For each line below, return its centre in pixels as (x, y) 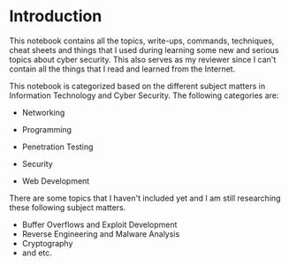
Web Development (56, 181)
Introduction (56, 16)
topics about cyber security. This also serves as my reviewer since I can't (143, 59)
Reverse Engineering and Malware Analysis (101, 234)
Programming (47, 129)
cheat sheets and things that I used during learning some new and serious (144, 49)
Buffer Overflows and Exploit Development (99, 224)
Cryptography (47, 243)
